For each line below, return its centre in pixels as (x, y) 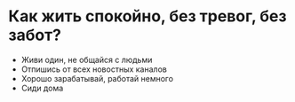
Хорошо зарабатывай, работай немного (97, 78)
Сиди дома (42, 88)
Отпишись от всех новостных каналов (94, 69)
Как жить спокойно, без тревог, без (147, 16)
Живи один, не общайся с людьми (87, 59)
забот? (35, 35)
